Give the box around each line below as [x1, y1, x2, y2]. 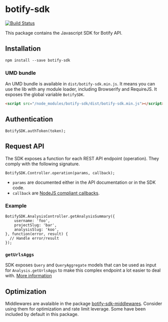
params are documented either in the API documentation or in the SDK [12, 179, 156, 185]
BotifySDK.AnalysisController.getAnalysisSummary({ [5, 213, 115, 219]
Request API [5, 142, 44, 151]
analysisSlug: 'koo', [14, 227, 59, 232]
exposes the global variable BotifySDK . [5, 91, 85, 97]
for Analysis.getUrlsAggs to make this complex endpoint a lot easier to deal [5, 267, 161, 273]
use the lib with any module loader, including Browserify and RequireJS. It [5, 86, 157, 92]
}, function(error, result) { [5, 231, 68, 237]
